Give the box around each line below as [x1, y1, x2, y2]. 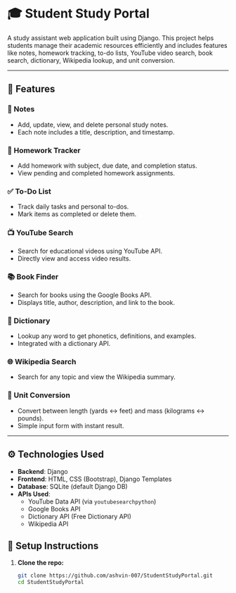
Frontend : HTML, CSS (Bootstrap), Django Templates [17, 475, 172, 483]
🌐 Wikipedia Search [7, 357, 77, 367]
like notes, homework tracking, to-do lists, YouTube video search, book [7, 49, 213, 57]
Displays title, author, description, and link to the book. [17, 298, 176, 306]
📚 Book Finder [7, 272, 59, 282]
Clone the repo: [17, 558, 65, 567]
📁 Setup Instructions [7, 539, 99, 551]
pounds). [17, 413, 44, 423]
